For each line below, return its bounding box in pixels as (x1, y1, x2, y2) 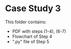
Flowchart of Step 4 (12, 33, 52, 39)
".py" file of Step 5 (12, 38, 49, 44)
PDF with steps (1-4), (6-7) (12, 28, 66, 34)
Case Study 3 (5, 3, 61, 14)
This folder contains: (5, 19, 47, 25)
